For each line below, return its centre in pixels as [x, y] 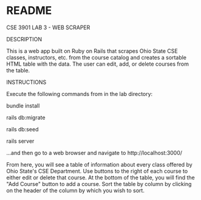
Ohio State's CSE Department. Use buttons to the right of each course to [97, 171]
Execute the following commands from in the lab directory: [80, 94]
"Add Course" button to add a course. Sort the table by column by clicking [99, 184]
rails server [20, 141]
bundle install [23, 105]
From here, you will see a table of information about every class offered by [99, 164]
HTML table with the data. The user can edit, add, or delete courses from [98, 64]
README [29, 11]
